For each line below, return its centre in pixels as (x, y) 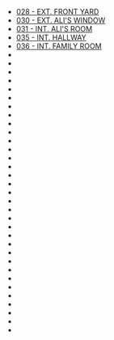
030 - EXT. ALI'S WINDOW (61, 20)
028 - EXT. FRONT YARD (57, 12)
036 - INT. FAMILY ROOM (59, 46)
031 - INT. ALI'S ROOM (54, 29)
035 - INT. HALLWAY (51, 37)
